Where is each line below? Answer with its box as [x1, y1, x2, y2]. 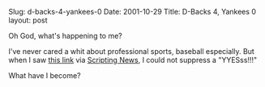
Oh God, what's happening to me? [8, 31, 123, 40]
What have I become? [8, 71, 81, 80]
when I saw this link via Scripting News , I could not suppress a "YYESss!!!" [8, 56, 258, 64]
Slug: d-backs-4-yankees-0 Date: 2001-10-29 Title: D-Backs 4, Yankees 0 [8, 7, 257, 16]
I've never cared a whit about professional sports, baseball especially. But [8, 47, 255, 56]
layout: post [8, 15, 48, 25]
